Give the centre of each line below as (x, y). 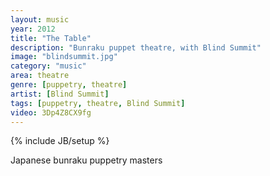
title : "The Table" (51, 38)
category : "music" (48, 66)
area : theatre (40, 76)
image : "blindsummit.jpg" (64, 57)
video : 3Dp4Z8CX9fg (51, 112)
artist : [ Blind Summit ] (60, 94)
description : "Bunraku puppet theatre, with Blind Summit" (136, 47)
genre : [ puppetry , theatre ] (69, 85)
